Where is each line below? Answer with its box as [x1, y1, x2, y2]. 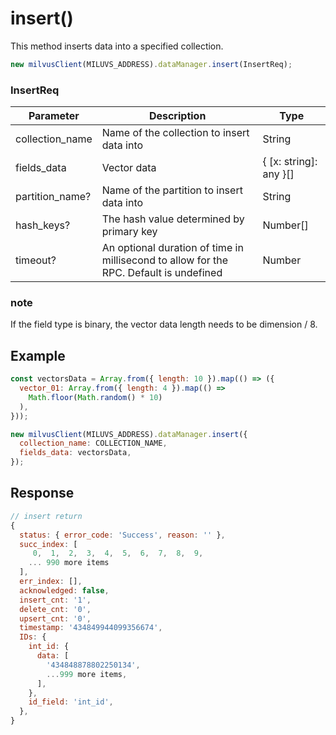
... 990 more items [28, 558, 110, 568]
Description [148, 109, 207, 123]
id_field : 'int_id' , [28, 697, 114, 707]
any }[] [262, 167, 295, 181]
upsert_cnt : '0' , [19, 613, 92, 624]
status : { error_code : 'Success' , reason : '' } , [19, 530, 226, 540]
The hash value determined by [101, 212, 245, 226]
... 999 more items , [46, 669, 128, 679]
